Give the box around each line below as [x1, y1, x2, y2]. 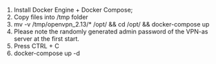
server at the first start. [13, 35, 79, 43]
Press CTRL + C [13, 42, 60, 50]
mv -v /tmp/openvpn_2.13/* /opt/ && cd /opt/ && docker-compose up [13, 20, 210, 28]
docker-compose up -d [13, 49, 81, 57]
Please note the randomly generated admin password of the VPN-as [13, 27, 208, 35]
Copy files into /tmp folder [13, 13, 88, 21]
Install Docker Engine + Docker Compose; [13, 6, 133, 14]
